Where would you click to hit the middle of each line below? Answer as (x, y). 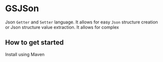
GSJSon (22, 9)
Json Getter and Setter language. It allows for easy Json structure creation (82, 22)
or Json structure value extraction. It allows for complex (62, 27)
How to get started (34, 43)
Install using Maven (25, 54)
